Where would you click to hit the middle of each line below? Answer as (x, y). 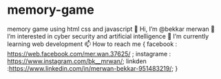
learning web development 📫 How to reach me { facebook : (92, 44)
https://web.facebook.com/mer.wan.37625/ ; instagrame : (89, 54)
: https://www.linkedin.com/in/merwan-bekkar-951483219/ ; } (93, 68)
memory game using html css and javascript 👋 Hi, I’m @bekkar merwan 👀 (111, 29)
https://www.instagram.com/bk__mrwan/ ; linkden (77, 61)
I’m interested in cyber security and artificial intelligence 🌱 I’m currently (108, 36)
